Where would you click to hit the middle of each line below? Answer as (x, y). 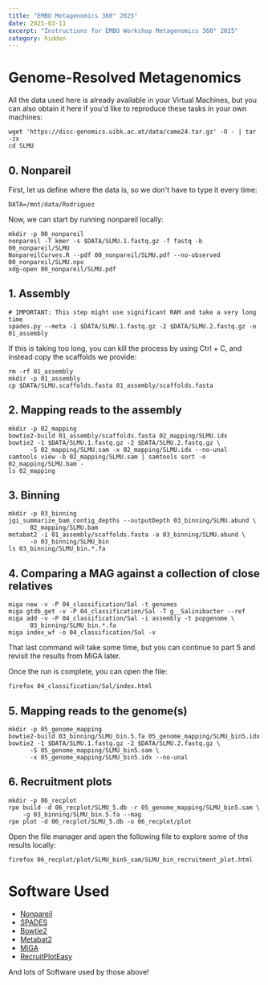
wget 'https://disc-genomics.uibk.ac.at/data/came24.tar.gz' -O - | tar (132, 132)
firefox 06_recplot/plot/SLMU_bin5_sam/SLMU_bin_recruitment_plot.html (130, 860)
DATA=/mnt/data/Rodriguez (51, 205)
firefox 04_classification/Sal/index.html (80, 686)
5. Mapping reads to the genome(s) (98, 711)
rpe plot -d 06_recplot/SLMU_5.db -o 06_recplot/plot (100, 821)
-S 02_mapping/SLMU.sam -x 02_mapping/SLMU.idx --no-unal (128, 450)
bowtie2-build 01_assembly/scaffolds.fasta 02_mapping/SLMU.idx (118, 436)
